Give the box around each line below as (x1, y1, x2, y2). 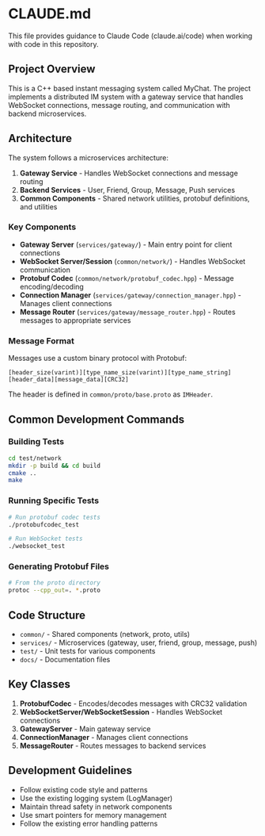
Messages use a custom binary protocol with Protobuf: (8, 354, 187, 363)
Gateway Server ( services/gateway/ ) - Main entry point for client (19, 240, 233, 249)
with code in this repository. (8, 39, 99, 48)
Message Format (8, 335, 75, 346)
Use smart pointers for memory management (19, 810, 168, 819)
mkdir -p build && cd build (8, 462, 101, 470)
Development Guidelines (8, 764, 133, 777)
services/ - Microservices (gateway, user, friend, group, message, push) (19, 638, 258, 647)
